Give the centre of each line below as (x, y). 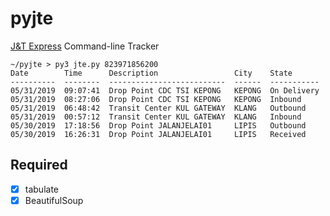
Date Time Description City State (151, 73)
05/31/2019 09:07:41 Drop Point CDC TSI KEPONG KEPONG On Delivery (165, 90)
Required (39, 165)
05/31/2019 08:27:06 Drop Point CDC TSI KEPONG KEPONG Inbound (156, 99)
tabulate (41, 189)
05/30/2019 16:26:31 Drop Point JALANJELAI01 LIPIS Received (158, 134)
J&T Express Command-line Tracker (85, 46)
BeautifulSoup (54, 200)
